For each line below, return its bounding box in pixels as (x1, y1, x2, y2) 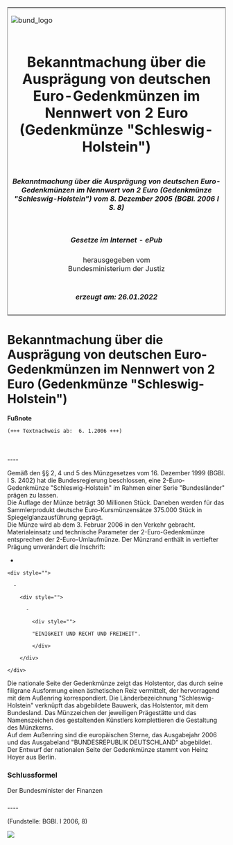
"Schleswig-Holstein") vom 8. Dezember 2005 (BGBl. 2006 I (13, 194, 220, 204)
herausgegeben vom (83, 255, 150, 265)
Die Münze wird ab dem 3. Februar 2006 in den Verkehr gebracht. (7, 520, 196, 529)
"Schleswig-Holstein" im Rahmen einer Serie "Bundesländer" (50, 484, 225, 492)
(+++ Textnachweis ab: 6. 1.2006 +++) (7, 427, 123, 434)
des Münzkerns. (7, 723, 53, 732)
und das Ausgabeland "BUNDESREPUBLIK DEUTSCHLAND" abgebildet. (7, 738, 213, 746)
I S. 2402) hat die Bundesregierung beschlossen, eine (7, 476, 162, 485)
